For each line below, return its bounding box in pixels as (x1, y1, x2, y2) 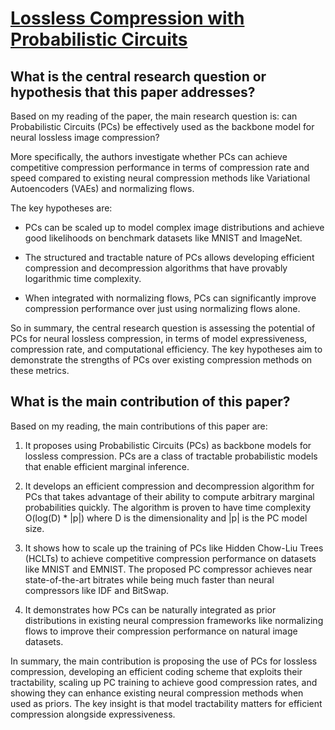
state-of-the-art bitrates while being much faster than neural (24, 573, 275, 586)
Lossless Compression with (10, 7, 245, 30)
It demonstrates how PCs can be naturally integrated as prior (24, 603, 277, 616)
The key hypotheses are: (10, 202, 113, 214)
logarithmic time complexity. (24, 273, 142, 284)
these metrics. (10, 365, 70, 376)
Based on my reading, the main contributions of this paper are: (10, 420, 268, 432)
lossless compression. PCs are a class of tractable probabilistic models (24, 450, 318, 462)
